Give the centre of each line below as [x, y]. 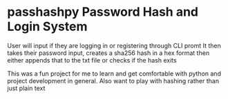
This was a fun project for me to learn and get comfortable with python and [114, 74]
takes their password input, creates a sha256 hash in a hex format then [108, 53]
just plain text [26, 88]
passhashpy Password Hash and [103, 12]
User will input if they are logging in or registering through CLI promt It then [114, 45]
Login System [47, 26]
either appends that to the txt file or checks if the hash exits [92, 60]
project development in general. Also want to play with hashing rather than [113, 80]
